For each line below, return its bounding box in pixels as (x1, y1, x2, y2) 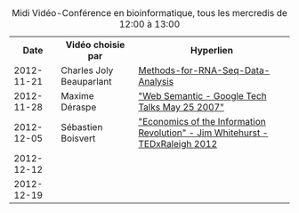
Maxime (61, 90, 95, 102)
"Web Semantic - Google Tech (137, 90, 267, 102)
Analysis (137, 76, 174, 87)
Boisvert (61, 132, 96, 144)
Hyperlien (190, 45, 234, 56)
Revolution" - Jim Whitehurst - (137, 127, 269, 139)
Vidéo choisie (65, 38, 125, 51)
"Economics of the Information (137, 116, 266, 127)
